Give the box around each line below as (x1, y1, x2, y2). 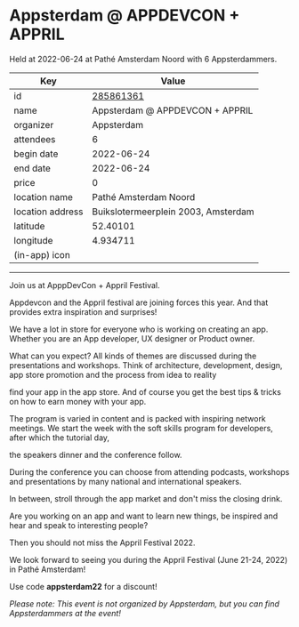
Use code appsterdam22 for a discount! (9, 581, 158, 591)
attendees (13, 133, 56, 145)
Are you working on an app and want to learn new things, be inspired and (9, 510, 279, 521)
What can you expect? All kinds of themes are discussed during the (9, 350, 257, 361)
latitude (13, 220, 45, 232)
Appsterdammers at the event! (9, 607, 122, 618)
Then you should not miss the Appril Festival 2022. (9, 537, 196, 548)
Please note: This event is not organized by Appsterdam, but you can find (9, 598, 280, 609)
